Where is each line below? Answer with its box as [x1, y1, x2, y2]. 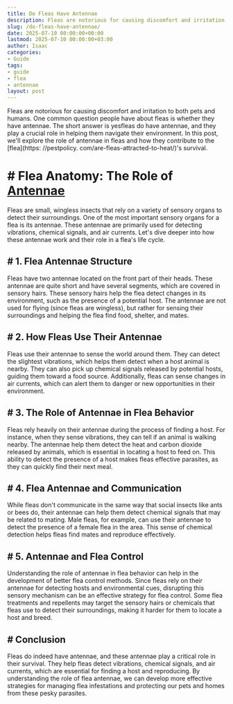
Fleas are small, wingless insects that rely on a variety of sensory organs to [7, 206, 223, 214]
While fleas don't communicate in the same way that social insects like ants [7, 501, 223, 509]
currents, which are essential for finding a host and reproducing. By [7, 666, 200, 675]
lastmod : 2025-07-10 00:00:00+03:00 [7, 36, 113, 43]
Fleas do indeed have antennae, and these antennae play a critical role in [7, 652, 216, 660]
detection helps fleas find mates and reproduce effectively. [7, 530, 176, 539]
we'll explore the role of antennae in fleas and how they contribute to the [7, 136, 215, 145]
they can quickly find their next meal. [7, 462, 113, 470]
